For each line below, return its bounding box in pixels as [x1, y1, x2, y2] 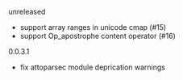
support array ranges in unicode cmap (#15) [19, 23, 167, 32]
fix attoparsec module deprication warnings [19, 62, 165, 72]
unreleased [8, 7, 46, 16]
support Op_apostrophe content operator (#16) [19, 32, 176, 40]
